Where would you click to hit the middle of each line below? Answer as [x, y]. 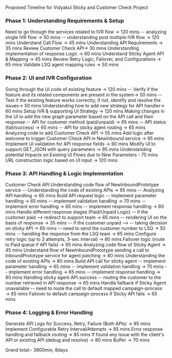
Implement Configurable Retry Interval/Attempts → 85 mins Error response [84, 329]
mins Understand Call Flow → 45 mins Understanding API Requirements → [84, 43]
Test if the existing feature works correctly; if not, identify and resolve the [83, 100]
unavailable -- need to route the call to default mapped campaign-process [84, 288]
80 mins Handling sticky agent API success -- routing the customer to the [83, 277]
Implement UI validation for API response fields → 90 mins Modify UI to [80, 144]
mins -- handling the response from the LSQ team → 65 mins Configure [81, 234]
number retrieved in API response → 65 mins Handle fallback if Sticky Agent [86, 282]
